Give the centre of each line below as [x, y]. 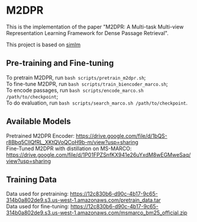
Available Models [38, 121]
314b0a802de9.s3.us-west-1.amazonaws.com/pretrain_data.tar [83, 200]
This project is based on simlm [43, 45]
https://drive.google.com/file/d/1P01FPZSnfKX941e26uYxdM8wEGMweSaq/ [98, 154]
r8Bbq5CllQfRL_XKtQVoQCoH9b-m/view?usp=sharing [72, 142]
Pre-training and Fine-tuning [60, 63]
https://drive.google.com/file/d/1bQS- [122, 136]
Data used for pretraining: [38, 194]
